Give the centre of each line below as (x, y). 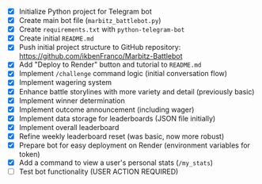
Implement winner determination (72, 100)
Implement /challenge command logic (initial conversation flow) (123, 74)
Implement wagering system (65, 82)
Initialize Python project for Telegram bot (85, 11)
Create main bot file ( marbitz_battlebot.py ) (90, 21)
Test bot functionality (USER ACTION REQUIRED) (99, 171)
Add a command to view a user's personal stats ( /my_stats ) (116, 163)
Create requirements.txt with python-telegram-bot (102, 29)
